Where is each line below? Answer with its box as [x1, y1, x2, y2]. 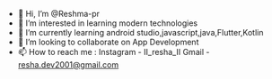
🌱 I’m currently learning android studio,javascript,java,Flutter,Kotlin [17, 28, 264, 37]
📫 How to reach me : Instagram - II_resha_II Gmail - [17, 47, 210, 57]
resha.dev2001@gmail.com [17, 59, 119, 70]
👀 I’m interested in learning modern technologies [17, 18, 198, 28]
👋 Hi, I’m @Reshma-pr [17, 9, 101, 19]
